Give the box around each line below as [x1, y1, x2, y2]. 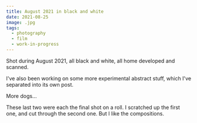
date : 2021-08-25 [6, 14, 49, 20]
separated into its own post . [6, 81, 74, 88]
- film [11, 36, 28, 42]
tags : [6, 25, 19, 31]
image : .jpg [6, 19, 35, 25]
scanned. [6, 63, 29, 70]
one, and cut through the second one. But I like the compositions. [6, 110, 165, 117]
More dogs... [6, 92, 37, 100]
